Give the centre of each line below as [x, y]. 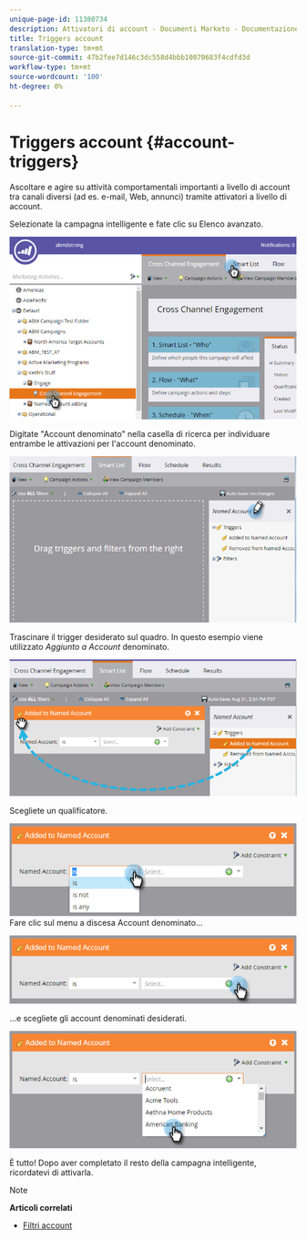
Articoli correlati [41, 1207]
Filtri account [47, 1225]
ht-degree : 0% [36, 86]
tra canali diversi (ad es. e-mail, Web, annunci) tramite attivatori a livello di [148, 197]
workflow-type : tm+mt [51, 67]
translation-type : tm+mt [56, 48]
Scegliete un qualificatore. [58, 811]
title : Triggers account [56, 38]
